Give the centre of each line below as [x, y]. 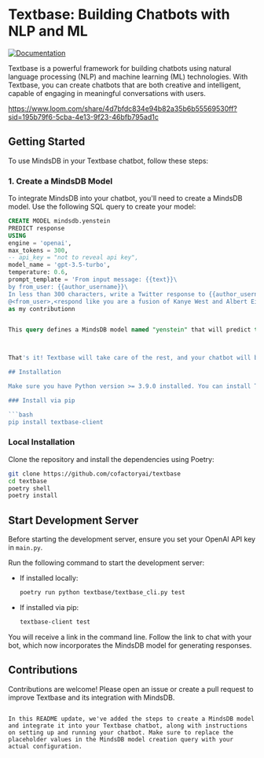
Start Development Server [73, 520]
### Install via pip [42, 400]
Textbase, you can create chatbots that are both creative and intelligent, [125, 85]
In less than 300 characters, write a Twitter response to [107, 294]
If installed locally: [49, 578]
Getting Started [47, 142]
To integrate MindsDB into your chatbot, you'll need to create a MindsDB [125, 198]
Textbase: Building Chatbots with [119, 15]
